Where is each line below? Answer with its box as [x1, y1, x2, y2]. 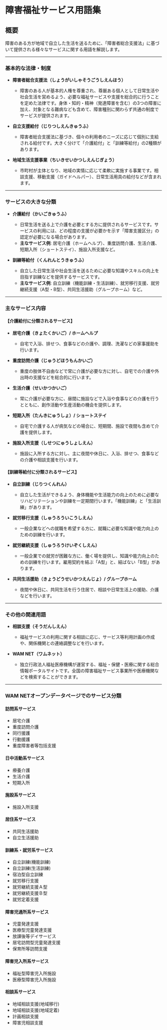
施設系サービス [5, 792, 36, 798]
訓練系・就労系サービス [5, 847, 53, 853]
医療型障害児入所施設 [12, 977, 56, 983]
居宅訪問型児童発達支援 [12, 940, 61, 946]
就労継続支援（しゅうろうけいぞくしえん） [12, 542, 100, 548]
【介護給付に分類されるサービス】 [5, 318, 75, 324]
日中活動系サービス [5, 755, 45, 761]
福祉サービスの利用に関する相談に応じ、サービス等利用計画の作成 [19, 634, 155, 640]
